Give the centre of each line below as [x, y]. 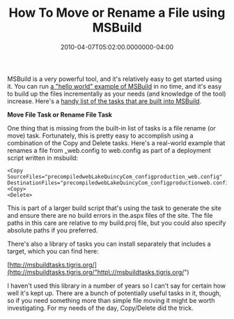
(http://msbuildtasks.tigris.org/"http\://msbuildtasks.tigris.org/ [96, 272]
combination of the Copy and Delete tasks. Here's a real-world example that [116, 143]
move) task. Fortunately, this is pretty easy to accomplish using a [100, 135]
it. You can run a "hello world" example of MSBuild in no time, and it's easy [115, 86]
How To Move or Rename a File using [117, 13]
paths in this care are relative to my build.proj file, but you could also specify [117, 223]
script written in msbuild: [43, 158]
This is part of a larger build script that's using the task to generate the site [114, 208]
